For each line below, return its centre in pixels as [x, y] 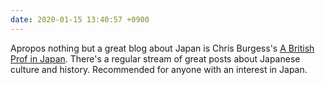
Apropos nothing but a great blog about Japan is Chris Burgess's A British [162, 48]
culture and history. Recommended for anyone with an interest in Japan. [159, 69]
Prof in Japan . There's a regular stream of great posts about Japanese [155, 58]
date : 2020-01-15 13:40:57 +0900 [80, 19]
